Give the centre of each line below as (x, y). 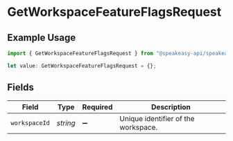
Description (171, 106)
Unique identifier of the (157, 118)
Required (97, 106)
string (66, 123)
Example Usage (42, 38)
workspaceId (31, 123)
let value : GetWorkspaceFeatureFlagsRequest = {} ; (82, 66)
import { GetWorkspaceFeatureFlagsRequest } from (80, 53)
